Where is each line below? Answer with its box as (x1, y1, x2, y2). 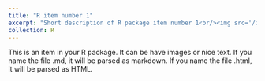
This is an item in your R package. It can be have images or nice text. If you (8, 48, 252, 57)
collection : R (8, 26, 55, 34)
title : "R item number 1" (8, 11, 93, 20)
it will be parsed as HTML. (8, 64, 93, 74)
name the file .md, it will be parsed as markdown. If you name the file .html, (8, 56, 252, 65)
